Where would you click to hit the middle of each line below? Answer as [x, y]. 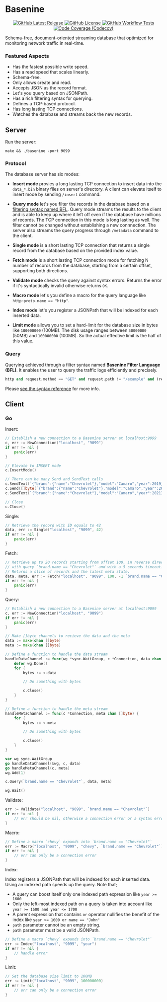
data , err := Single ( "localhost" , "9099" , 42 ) [54, 530]
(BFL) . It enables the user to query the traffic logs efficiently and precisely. [81, 370]
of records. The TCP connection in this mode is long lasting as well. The [86, 220]
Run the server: [21, 142]
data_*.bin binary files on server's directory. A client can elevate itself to [87, 189]
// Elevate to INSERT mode [33, 465]
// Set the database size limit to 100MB [49, 976]
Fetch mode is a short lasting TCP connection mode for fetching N [81, 260]
